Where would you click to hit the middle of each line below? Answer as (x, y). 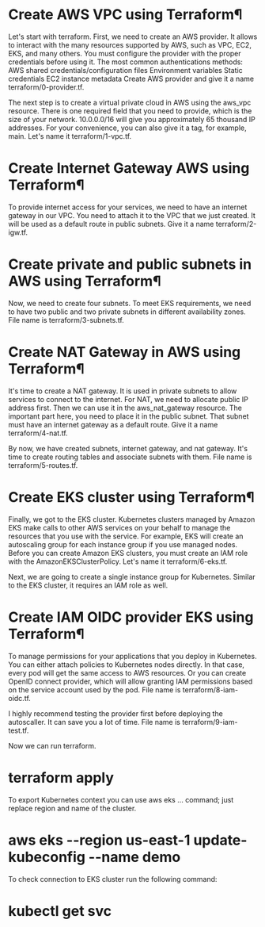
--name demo (134, 857)
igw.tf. (18, 232)
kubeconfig (47, 857)
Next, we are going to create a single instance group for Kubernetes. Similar (132, 577)
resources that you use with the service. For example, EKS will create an (126, 536)
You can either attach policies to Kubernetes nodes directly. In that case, (127, 665)
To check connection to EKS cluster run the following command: (113, 879)
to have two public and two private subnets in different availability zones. (127, 312)
